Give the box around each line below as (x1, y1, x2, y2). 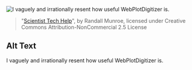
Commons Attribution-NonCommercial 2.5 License (21, 24, 147, 31)
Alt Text (6, 41, 36, 51)
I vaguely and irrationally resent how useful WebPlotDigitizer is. (6, 57, 164, 64)
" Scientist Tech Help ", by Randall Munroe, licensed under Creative (21, 17, 186, 24)
